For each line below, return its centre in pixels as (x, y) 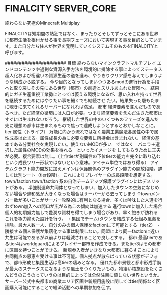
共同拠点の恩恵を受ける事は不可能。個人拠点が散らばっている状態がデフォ (82, 256)
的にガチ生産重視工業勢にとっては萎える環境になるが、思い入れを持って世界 (83, 94)
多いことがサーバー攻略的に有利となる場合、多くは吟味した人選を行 (92, 200)
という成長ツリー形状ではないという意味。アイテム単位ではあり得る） (77, 162)
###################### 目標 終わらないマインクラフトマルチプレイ (81, 63)
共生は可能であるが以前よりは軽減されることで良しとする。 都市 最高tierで (82, 237)
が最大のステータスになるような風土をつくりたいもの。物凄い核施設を (77, 268)
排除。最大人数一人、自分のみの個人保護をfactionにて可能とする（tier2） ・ (83, 225)
